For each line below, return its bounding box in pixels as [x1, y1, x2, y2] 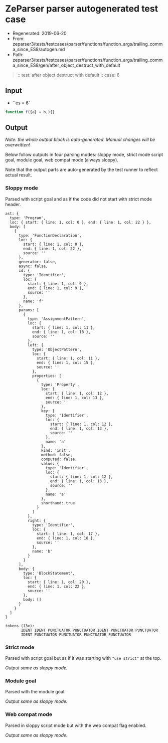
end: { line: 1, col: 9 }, [27, 285, 84, 291]
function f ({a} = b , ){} [5, 109, 55, 114]
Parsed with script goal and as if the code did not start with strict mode [5, 196, 152, 202]
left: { [27, 342, 44, 347]
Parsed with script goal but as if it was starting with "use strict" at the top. [5, 655, 161, 661]
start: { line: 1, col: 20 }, [27, 580, 91, 585]
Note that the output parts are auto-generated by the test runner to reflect [5, 166, 158, 173]
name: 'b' [32, 548, 53, 554]
